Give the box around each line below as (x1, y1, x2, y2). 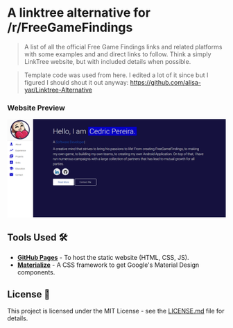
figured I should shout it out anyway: (24, 78, 129, 86)
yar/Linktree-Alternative (24, 85, 92, 94)
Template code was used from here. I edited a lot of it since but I (24, 71, 209, 79)
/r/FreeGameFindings (7, 19, 133, 35)
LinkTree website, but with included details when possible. (24, 57, 191, 65)
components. (17, 268, 55, 277)
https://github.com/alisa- (130, 78, 201, 86)
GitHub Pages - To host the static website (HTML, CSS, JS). (17, 254, 189, 262)
